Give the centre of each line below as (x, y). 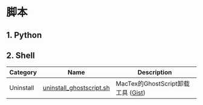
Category (23, 72)
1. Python (24, 35)
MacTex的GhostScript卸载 (153, 84)
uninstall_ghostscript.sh (76, 88)
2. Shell (21, 55)
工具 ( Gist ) (131, 93)
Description (155, 72)
